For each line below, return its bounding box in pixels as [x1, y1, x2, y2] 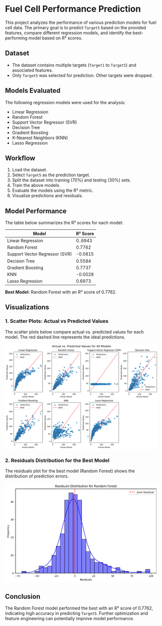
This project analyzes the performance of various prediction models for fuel [5, 19, 157, 25]
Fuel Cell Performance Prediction [5, 3, 141, 15]
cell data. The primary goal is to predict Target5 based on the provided [5, 24, 146, 30]
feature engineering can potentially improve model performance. [5, 616, 134, 622]
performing [5, 35, 28, 41]
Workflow [5, 154, 35, 162]
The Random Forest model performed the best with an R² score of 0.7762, [5, 605, 153, 611]
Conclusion [5, 592, 41, 601]
